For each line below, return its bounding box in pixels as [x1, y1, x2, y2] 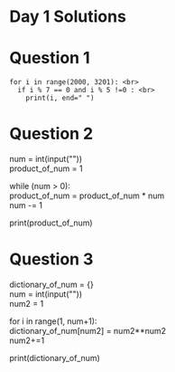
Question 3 [9, 249, 94, 270]
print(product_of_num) [9, 217, 93, 228]
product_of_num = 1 [9, 163, 83, 174]
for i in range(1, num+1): [9, 316, 97, 327]
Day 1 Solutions [9, 6, 126, 27]
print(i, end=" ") [25, 93, 95, 103]
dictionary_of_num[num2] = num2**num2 [9, 326, 167, 336]
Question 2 [9, 124, 94, 144]
